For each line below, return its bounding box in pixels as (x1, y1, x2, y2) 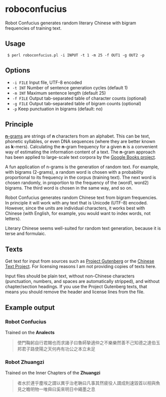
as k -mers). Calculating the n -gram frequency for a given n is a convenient (5, 144, 158, 150)
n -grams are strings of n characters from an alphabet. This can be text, (5, 133, 150, 139)
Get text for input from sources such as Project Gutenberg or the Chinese (5, 258, 155, 264)
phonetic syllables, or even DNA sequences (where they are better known (5, 138, 156, 144)
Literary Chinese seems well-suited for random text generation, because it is (5, 225, 161, 231)
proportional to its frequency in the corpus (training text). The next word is (5, 175, 157, 181)
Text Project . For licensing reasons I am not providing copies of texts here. (5, 264, 157, 269)
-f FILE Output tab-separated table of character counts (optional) (12, 95, 147, 101)
